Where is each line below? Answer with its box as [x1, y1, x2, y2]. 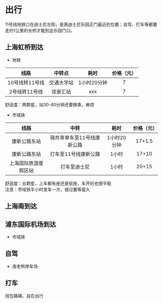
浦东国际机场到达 [5, 220, 56, 229]
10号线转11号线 [7, 79, 45, 86]
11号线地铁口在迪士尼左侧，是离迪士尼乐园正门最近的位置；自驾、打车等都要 [5, 21, 158, 27]
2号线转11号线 [9, 88, 43, 95]
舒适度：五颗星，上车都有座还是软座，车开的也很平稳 [5, 180, 112, 186]
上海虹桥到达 [5, 43, 44, 52]
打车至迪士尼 [60, 163, 90, 170]
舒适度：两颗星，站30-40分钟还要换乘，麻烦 [5, 102, 95, 107]
